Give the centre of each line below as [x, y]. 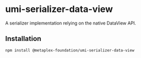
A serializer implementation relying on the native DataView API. [71, 23]
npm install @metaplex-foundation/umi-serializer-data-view [70, 50]
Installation [23, 39]
